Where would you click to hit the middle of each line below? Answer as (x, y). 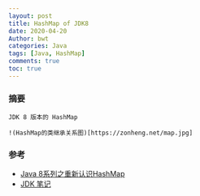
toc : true (25, 69)
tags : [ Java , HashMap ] (47, 53)
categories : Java (38, 46)
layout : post (30, 16)
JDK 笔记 (35, 184)
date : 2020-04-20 (38, 31)
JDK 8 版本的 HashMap (43, 117)
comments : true (34, 62)
